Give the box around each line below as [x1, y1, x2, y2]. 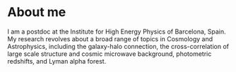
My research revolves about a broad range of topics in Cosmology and [7, 34, 213, 43]
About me [7, 4, 66, 20]
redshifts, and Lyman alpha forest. [7, 57, 107, 65]
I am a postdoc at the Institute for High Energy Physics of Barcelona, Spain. [7, 27, 226, 36]
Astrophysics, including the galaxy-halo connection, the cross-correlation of [7, 42, 230, 50]
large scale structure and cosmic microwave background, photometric [7, 50, 212, 58]
